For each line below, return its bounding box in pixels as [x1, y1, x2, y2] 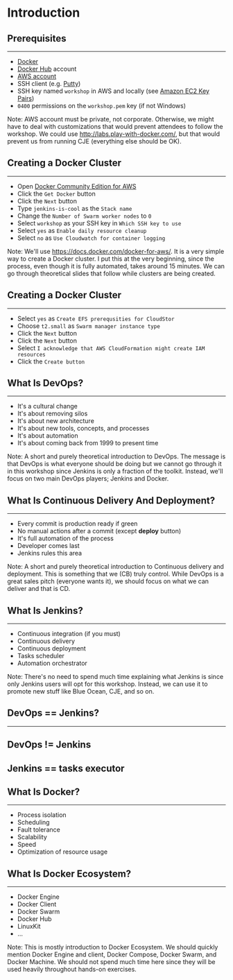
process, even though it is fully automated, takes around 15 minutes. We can [7, 261, 225, 270]
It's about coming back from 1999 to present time [17, 439, 159, 447]
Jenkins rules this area [17, 549, 82, 558]
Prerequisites [7, 33, 67, 44]
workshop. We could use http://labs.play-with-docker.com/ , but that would [7, 130, 221, 138]
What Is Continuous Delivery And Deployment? [7, 495, 216, 506]
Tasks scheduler [17, 652, 64, 660]
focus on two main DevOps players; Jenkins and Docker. [7, 474, 169, 483]
